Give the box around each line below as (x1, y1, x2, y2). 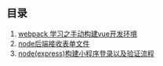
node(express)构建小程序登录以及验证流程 (17, 49, 155, 58)
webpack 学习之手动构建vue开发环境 (17, 29, 138, 38)
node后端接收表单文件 (17, 38, 90, 48)
